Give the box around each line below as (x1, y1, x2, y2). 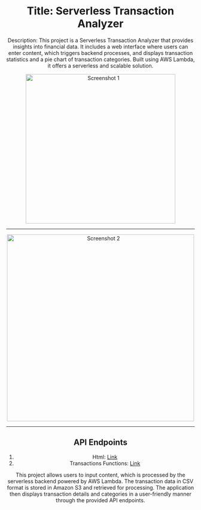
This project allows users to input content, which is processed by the (16, 471, 185, 478)
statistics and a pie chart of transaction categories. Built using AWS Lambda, (6, 56, 195, 63)
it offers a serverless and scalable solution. (47, 62, 154, 69)
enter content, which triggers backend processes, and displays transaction (8, 49, 193, 56)
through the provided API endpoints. (56, 496, 145, 503)
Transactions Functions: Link (69, 459, 141, 467)
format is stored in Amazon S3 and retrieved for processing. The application (7, 484, 194, 491)
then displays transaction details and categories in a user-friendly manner (10, 490, 191, 497)
